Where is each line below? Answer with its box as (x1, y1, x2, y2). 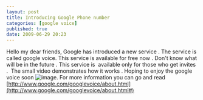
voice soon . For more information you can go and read (6, 74, 165, 81)
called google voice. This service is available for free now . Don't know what (6, 55, 198, 62)
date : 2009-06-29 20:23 (6, 32, 67, 38)
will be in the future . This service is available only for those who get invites (6, 61, 196, 68)
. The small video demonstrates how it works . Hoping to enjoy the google (6, 67, 193, 75)
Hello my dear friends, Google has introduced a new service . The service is (6, 48, 197, 55)
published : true (6, 25, 47, 32)
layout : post (6, 8, 40, 15)
